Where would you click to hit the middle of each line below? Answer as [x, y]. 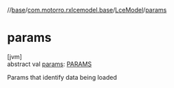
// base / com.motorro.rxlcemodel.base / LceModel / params [87, 10]
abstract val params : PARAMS [50, 64]
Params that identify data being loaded [62, 77]
